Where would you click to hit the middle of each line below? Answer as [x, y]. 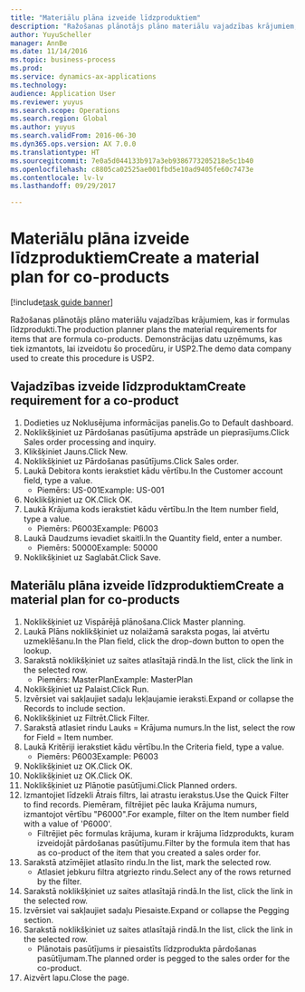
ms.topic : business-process [63, 60]
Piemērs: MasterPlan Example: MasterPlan [115, 679]
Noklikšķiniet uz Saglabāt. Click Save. [92, 557]
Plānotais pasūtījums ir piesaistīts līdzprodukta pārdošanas [147, 949]
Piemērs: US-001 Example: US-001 [100, 490]
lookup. [38, 650]
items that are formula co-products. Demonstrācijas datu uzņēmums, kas [147, 339]
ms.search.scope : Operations [65, 110]
